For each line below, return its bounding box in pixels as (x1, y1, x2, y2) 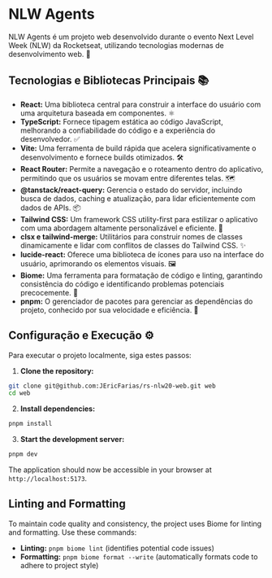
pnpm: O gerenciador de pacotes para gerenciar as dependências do (19, 296, 253, 306)
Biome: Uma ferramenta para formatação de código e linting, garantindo (19, 270, 263, 280)
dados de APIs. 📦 (19, 203, 81, 212)
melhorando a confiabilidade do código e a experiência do (19, 125, 216, 135)
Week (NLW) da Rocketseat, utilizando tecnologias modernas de (8, 40, 225, 50)
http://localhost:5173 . (8, 474, 88, 484)
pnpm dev (8, 450, 38, 458)
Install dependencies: (19, 404, 96, 414)
